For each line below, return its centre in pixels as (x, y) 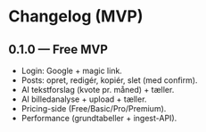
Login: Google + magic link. (71, 70)
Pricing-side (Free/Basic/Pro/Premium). (94, 108)
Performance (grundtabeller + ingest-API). (99, 118)
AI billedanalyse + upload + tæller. (84, 99)
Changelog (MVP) (76, 16)
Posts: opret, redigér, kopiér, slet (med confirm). (109, 80)
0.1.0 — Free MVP (58, 49)
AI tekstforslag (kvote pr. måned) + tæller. (98, 90)
